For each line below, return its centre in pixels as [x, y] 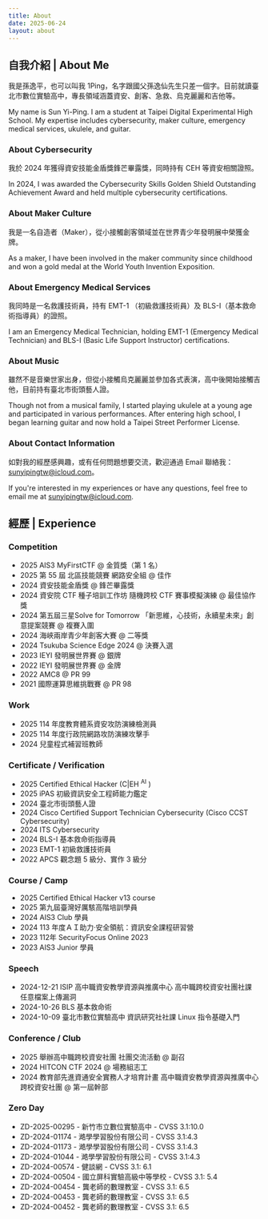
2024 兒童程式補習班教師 [61, 744]
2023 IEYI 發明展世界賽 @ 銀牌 [70, 656]
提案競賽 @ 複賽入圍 [60, 625]
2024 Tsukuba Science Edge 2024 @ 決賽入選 [96, 645]
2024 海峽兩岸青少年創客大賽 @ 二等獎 [84, 636]
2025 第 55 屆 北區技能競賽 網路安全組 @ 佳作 [96, 575]
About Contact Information [62, 443]
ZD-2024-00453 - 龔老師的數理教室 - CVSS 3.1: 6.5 [104, 1197]
